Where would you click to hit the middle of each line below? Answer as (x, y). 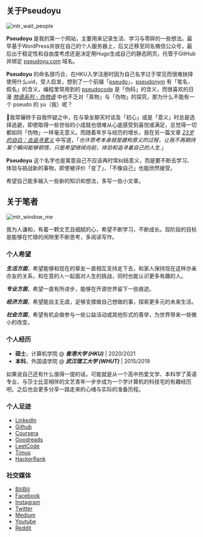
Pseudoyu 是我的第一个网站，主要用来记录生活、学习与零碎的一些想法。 (97, 38)
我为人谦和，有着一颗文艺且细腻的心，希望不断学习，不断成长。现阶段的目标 (101, 229)
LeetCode (27, 446)
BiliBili (22, 489)
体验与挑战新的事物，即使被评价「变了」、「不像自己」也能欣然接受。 (91, 168)
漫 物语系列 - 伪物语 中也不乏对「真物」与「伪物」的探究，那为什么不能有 (98, 96)
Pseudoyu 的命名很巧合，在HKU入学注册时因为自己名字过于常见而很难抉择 (100, 74)
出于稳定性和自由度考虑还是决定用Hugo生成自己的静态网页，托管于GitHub (104, 53)
